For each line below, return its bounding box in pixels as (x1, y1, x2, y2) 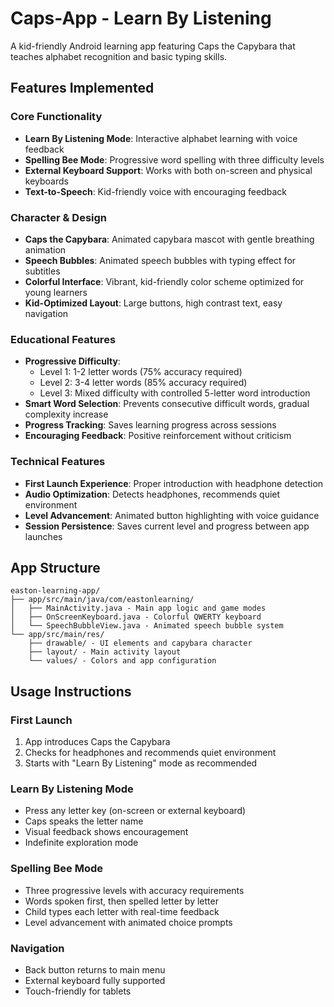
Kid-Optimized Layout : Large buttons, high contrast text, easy (24, 297, 283, 309)
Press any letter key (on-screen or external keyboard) (24, 805, 247, 817)
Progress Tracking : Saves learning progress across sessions (24, 419, 277, 431)
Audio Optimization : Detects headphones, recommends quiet (24, 488, 281, 500)
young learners (24, 286, 88, 298)
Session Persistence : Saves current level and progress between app (24, 520, 310, 532)
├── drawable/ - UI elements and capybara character (28, 638, 253, 649)
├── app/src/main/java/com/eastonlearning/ (10, 595, 195, 605)
